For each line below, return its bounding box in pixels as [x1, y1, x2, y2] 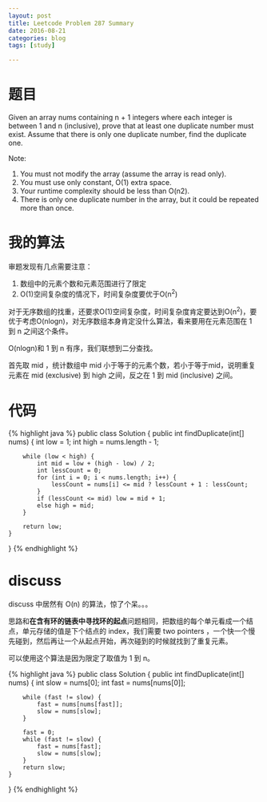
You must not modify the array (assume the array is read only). [19, 169, 227, 179]
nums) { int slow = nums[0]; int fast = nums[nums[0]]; [8, 678, 186, 687]
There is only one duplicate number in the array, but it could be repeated [19, 195, 260, 204]
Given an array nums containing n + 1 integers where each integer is [8, 113, 233, 123]
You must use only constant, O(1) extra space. [19, 178, 172, 187]
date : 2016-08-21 [8, 26, 66, 34]
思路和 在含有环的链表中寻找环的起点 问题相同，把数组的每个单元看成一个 [8, 616, 246, 626]
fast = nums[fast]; [37, 743, 102, 751]
